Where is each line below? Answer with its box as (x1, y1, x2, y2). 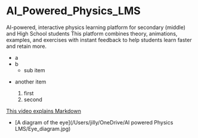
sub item (23, 66, 46, 73)
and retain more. (6, 43, 47, 50)
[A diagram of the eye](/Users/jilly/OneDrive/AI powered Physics (14, 118, 174, 126)
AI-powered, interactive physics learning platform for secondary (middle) (6, 24, 186, 31)
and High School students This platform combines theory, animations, (6, 30, 178, 37)
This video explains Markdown (6, 107, 82, 114)
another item (14, 78, 47, 85)
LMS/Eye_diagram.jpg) (14, 125, 71, 132)
